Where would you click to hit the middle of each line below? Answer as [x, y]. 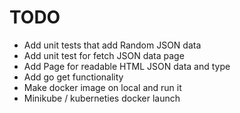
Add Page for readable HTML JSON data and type [127, 66]
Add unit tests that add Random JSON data [112, 45]
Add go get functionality [73, 77]
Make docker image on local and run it [102, 87]
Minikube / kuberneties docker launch [102, 98]
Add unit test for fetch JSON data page [104, 55]
